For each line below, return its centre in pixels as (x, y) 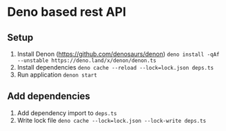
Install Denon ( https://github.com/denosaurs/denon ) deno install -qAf (118, 54)
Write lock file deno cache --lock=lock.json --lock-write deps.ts (112, 120)
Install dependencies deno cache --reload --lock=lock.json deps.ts (115, 67)
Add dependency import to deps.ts (67, 113)
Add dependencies (49, 96)
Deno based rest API (66, 12)
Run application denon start (57, 74)
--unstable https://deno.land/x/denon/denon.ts (86, 61)
